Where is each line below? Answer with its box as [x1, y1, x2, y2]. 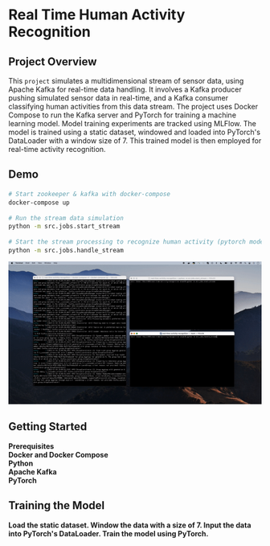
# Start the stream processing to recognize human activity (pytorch [8, 238, 247, 246]
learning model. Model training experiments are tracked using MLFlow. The [8, 119, 257, 128]
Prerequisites [8, 441, 55, 451]
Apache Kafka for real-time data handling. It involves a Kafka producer [8, 84, 243, 94]
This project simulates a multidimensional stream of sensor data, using [8, 76, 244, 85]
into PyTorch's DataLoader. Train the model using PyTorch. [8, 528, 209, 538]
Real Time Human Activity [8, 6, 186, 24]
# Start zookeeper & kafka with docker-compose [8, 190, 171, 198]
